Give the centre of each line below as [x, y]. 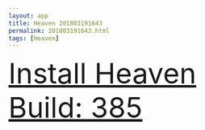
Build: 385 [75, 108]
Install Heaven [102, 74]
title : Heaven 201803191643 [56, 23]
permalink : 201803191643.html [59, 30]
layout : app [28, 16]
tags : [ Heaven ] [34, 38]
